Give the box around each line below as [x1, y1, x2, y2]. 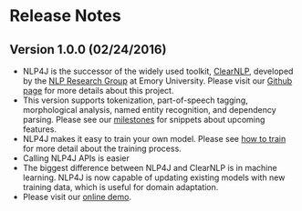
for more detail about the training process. [22, 143, 182, 154]
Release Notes [9, 5, 121, 26]
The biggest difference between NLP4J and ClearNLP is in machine [22, 163, 277, 173]
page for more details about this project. [22, 85, 174, 95]
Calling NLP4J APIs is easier [22, 153, 130, 164]
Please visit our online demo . [22, 192, 132, 202]
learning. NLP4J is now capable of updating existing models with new [22, 172, 286, 183]
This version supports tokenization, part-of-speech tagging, [22, 95, 248, 105]
